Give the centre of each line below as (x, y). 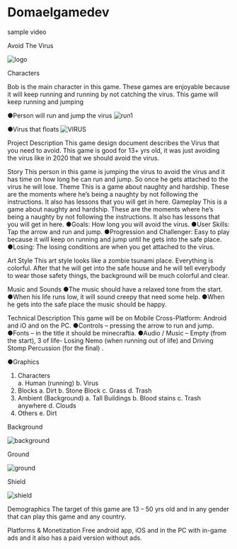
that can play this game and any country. (67, 516)
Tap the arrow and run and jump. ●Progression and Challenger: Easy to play (118, 231)
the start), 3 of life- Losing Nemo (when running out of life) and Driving (110, 340)
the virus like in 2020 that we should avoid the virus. (83, 158)
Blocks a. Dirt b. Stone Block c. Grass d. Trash (85, 391)
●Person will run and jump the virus (60, 115)
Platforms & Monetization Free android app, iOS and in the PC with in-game (117, 530)
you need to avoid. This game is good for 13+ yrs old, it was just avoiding (114, 150)
